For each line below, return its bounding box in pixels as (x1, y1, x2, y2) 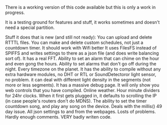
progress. (5, 9, 25, 15)
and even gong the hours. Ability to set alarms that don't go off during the (5, 61, 157, 66)
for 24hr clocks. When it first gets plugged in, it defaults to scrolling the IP (5, 92, 157, 98)
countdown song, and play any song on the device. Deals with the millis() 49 (5, 103, 162, 109)
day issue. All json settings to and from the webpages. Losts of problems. (5, 108, 156, 114)
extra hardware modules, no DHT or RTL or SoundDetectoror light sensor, (5, 71, 157, 77)
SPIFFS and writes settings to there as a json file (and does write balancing (5, 50, 159, 56)
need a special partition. (5, 24, 55, 30)
